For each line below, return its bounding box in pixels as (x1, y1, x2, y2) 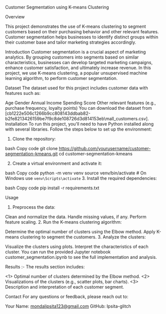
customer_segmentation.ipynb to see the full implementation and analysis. (5, 254, 158, 260)
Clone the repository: (12, 136, 56, 142)
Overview (5, 14, 25, 19)
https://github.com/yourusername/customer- (59, 146, 151, 151)
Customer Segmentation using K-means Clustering (5, 4, 109, 10)
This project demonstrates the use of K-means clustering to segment (5, 23, 146, 29)
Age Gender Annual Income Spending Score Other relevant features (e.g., (5, 100, 156, 106)
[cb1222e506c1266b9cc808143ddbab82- (5, 110, 91, 116)
